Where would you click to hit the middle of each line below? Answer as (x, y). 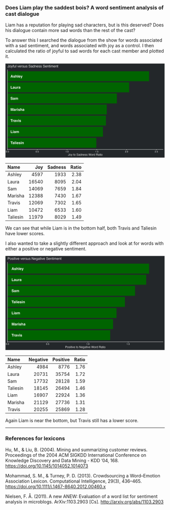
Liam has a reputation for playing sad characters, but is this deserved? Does (84, 25)
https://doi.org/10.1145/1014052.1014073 (47, 466)
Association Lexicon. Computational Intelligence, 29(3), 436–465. (74, 481)
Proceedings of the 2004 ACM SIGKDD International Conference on (76, 455)
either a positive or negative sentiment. (46, 249)
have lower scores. (25, 234)
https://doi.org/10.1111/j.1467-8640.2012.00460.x (56, 486)
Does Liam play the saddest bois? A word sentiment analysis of (84, 8)
